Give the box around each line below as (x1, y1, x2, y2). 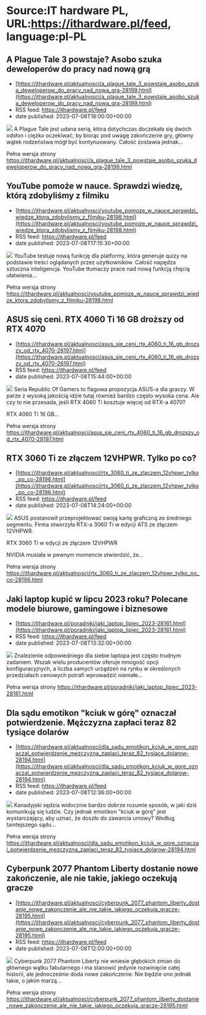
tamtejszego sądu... (6, 821, 56, 829)
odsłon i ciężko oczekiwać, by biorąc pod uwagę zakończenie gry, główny (6, 132, 194, 139)
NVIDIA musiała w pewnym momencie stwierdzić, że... (6, 551, 144, 559)
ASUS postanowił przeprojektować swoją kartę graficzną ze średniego (13, 515, 192, 522)
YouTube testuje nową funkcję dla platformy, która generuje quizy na (13, 252, 188, 259)
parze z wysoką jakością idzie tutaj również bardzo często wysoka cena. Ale (6, 392, 199, 399)
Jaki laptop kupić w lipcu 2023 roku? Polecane (6, 594, 188, 604)
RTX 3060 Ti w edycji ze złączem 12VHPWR (6, 539, 118, 546)
